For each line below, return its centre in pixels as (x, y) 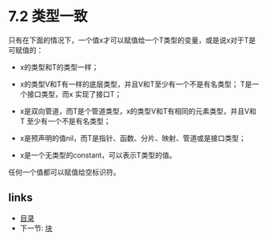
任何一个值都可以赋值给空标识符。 (64, 172)
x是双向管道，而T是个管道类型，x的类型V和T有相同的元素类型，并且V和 (138, 111)
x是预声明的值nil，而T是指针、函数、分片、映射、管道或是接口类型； (133, 138)
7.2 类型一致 (48, 16)
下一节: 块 (36, 228)
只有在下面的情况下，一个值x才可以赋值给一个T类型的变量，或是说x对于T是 (132, 40)
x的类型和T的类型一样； (59, 67)
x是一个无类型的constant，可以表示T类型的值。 (98, 155)
